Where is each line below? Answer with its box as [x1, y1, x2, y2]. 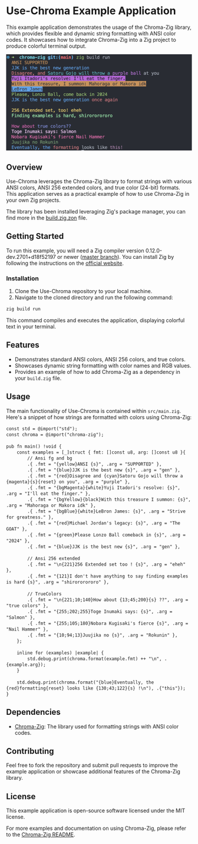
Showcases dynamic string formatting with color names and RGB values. [14, 362, 192, 369]
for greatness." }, [6, 514, 54, 520]
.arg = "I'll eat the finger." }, [6, 491, 91, 497]
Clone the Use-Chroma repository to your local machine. [14, 288, 153, 295]
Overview [6, 162, 43, 172]
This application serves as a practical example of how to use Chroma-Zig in [6, 191, 190, 198]
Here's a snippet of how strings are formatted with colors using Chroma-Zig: [6, 413, 192, 421]
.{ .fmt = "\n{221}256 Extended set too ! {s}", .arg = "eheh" [27, 561, 186, 567]
